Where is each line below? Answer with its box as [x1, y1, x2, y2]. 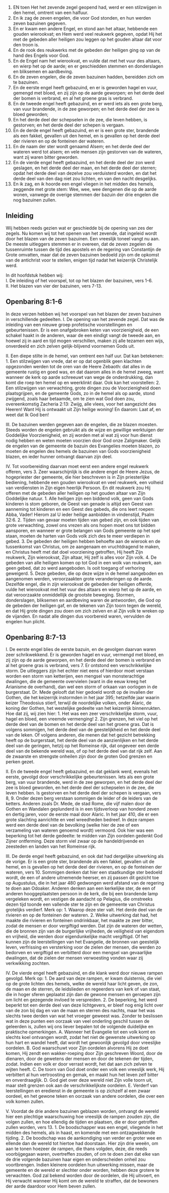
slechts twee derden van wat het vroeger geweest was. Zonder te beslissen [6, 1013, 163, 1019]
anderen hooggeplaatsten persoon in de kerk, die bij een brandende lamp [6, 891, 158, 897]
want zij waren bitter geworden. [13, 154, 79, 160]
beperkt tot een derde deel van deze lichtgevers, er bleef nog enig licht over [6, 1002, 164, 1008]
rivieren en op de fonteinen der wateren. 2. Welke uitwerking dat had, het [6, 912, 157, 918]
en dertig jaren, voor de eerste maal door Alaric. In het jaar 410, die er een [6, 811, 159, 818]
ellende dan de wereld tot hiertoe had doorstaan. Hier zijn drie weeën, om [6, 1141, 158, 1147]
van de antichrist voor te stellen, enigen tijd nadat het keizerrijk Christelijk [6, 257, 158, 263]
